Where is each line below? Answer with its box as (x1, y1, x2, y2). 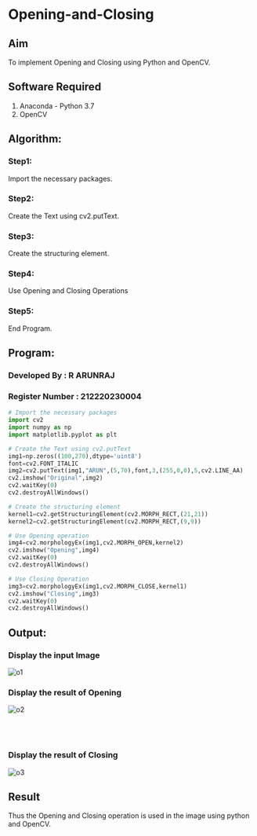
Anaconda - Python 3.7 (19, 101, 95, 111)
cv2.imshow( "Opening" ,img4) (8, 546, 100, 555)
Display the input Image (8, 650, 100, 661)
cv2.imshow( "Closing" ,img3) (8, 589, 100, 598)
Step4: (8, 269, 35, 280)
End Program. (8, 324, 52, 333)
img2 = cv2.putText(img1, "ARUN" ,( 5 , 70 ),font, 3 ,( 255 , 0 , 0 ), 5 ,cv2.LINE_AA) (8, 467, 244, 475)
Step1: (8, 156, 33, 167)
